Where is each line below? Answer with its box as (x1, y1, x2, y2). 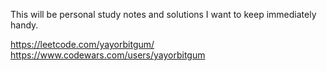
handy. (10, 19, 39, 31)
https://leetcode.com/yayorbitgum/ (10, 39, 155, 50)
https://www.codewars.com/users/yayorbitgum (10, 49, 206, 61)
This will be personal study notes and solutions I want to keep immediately (10, 9, 317, 20)
